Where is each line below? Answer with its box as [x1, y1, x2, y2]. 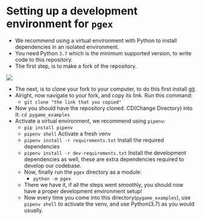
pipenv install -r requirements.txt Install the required [24, 136, 164, 144]
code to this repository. [14, 56, 73, 63]
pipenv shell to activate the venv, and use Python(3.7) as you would [24, 200, 195, 207]
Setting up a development [6, 4, 138, 18]
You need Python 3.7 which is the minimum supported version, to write [14, 49, 192, 57]
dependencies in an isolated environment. [14, 43, 119, 50]
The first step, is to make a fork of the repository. [14, 62, 137, 70]
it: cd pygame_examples [14, 111, 71, 118]
